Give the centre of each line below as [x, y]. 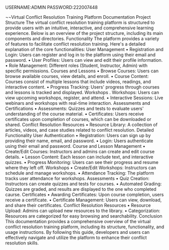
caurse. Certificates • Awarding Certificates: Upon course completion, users [84, 195]
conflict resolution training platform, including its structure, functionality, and [85, 227]
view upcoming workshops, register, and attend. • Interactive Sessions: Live [84, 98]
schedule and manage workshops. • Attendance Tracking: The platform [80, 173]
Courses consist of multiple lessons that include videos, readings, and [78, 81]
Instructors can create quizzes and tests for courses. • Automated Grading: [83, 184]
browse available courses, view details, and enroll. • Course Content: [77, 76]
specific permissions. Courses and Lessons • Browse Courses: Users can [82, 71]
